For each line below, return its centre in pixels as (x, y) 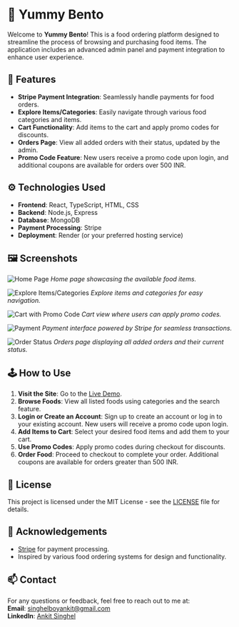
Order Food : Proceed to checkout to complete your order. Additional (118, 455)
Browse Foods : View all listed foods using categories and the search (118, 401)
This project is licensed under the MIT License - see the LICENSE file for (113, 502)
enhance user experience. (46, 57)
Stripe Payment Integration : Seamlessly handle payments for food (116, 96)
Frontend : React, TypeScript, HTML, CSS (78, 205)
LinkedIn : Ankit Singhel (42, 616)
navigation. (24, 301)
